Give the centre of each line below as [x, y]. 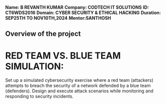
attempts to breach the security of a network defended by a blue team [78, 86]
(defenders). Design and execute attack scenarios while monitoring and [79, 91]
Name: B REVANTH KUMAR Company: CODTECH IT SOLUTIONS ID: [77, 7]
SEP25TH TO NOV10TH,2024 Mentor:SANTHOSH [58, 18]
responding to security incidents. [39, 96]
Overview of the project [43, 34]
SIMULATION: [34, 66]
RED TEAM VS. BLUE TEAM [63, 56]
